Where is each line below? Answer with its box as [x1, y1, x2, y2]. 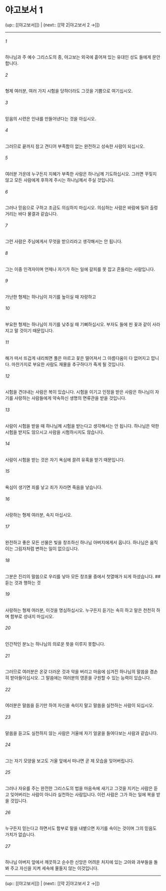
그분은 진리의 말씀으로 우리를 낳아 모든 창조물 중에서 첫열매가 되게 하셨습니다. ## [5, 573, 161, 579]
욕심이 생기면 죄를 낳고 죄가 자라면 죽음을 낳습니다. [5, 484, 103, 490]
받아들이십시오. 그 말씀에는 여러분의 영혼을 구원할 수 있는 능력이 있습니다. [10, 675, 152, 681]
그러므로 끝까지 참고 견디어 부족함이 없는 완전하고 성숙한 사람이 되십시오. [5, 143, 145, 149]
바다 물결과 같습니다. [18, 211, 58, 217]
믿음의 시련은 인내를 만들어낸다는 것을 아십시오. [5, 115, 96, 121]
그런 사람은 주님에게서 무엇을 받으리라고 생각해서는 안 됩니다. [5, 238, 123, 244]
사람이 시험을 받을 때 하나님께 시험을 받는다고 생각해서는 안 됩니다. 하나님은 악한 [5, 423, 160, 429]
